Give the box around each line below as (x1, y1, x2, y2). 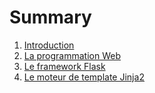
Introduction (23, 39, 75, 51)
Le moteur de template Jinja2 (23, 71, 145, 83)
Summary (9, 6, 92, 29)
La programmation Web (23, 49, 122, 61)
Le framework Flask (23, 60, 106, 72)
